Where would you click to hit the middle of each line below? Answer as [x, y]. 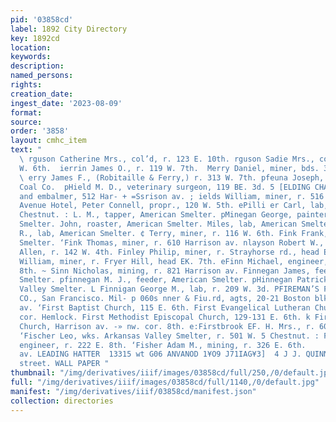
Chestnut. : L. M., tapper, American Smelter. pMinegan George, [156, 215]
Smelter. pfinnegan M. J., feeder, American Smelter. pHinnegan [156, 280]
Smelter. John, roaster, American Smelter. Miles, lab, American [158, 224]
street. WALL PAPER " [64, 364]
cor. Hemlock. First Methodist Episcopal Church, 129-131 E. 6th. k [165, 317]
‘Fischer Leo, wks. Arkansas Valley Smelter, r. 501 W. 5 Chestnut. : [169, 336]
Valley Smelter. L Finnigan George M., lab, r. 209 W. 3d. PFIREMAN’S [169, 289]
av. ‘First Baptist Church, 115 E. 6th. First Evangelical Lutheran [165, 308]
